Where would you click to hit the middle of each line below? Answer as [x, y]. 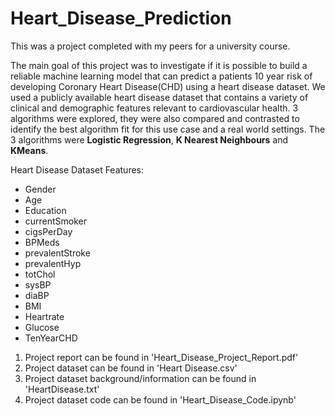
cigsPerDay [48, 231]
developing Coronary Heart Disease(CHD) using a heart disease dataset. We [168, 86]
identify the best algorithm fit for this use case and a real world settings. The [168, 129]
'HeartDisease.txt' [62, 389]
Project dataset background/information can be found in [140, 378]
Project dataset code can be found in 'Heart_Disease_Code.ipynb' [160, 399]
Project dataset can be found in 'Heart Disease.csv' [131, 368]
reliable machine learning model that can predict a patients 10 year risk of [161, 76]
